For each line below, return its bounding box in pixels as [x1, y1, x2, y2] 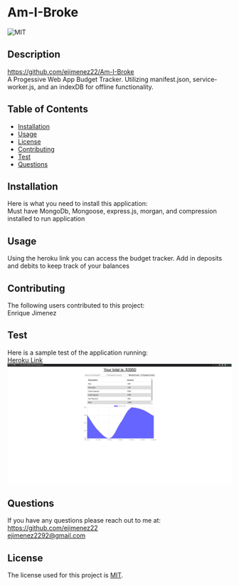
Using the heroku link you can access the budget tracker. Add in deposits [7, 254, 223, 263]
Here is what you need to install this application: [7, 199, 148, 208]
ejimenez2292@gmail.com [7, 531, 86, 540]
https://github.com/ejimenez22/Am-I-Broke [7, 67, 134, 75]
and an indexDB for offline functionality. [37, 83, 154, 91]
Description [7, 48, 60, 61]
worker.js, [7, 83, 36, 91]
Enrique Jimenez [7, 309, 57, 317]
